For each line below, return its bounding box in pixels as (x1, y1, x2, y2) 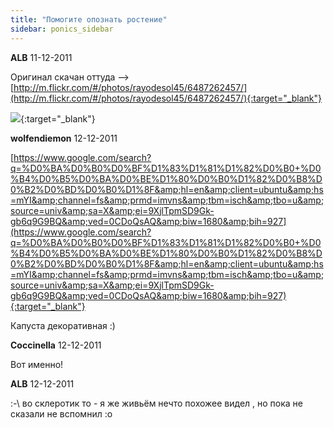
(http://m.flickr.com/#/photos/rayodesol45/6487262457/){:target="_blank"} (10, 92, 323, 104)
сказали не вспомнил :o (10, 407, 113, 420)
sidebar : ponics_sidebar (10, 24, 114, 34)
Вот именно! (10, 358, 64, 370)
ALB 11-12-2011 (10, 51, 73, 63)
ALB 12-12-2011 (10, 377, 75, 390)
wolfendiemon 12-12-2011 (10, 132, 118, 144)
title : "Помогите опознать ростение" (10, 14, 168, 25)
